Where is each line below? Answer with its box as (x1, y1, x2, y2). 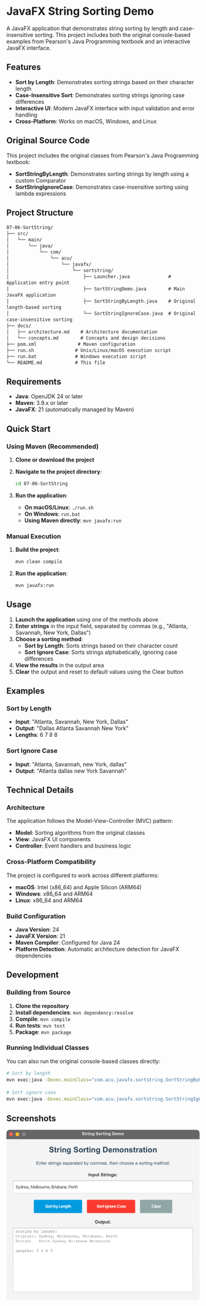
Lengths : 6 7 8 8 (15, 731, 58, 739)
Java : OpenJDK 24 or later (15, 393, 83, 400)
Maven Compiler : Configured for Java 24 (15, 938, 121, 946)
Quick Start (6, 423, 51, 434)
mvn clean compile (15, 559, 63, 565)
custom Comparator (15, 176, 66, 184)
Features (6, 62, 41, 73)
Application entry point (6, 280, 70, 286)
